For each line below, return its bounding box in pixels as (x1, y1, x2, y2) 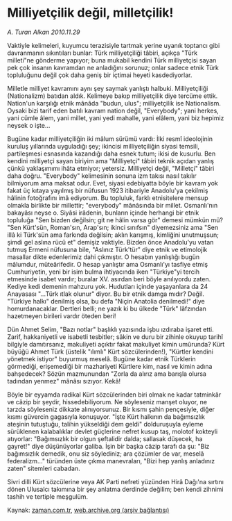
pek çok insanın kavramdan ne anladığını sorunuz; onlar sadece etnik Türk (7, 63, 220, 72)
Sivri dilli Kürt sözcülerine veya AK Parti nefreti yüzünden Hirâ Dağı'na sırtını (7, 477, 224, 486)
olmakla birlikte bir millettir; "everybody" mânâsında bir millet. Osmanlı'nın (7, 201, 218, 209)
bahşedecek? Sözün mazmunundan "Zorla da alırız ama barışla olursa (7, 370, 206, 378)
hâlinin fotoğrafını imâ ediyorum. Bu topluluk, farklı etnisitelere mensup (7, 193, 208, 202)
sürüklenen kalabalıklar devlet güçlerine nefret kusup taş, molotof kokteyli (7, 427, 218, 436)
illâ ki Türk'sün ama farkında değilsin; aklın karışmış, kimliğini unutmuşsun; (7, 231, 220, 239)
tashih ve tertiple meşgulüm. (7, 492, 89, 501)
